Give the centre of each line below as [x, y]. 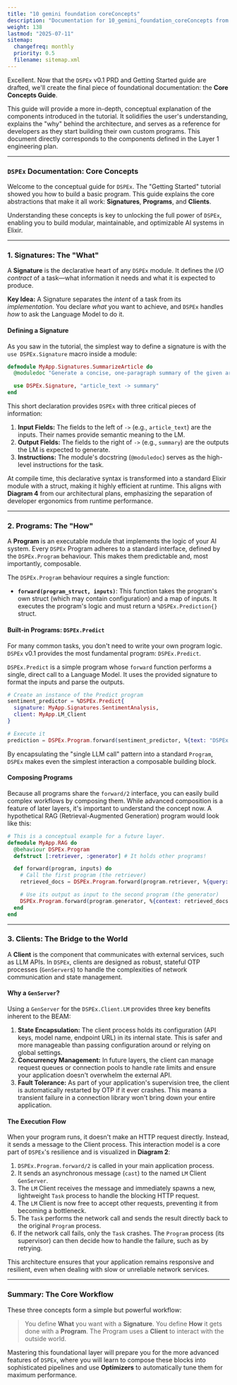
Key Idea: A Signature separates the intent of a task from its [95, 299]
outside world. [45, 1338]
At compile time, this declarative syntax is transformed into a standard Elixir [117, 478]
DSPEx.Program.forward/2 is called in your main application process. [116, 1166]
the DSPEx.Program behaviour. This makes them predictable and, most [108, 556]
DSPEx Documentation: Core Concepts [73, 171]
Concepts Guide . [32, 95]
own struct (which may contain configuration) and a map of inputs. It [117, 599]
